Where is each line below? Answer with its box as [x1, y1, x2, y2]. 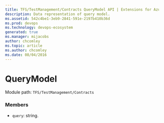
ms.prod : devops [5, 20, 38, 26]
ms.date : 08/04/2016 [5, 52, 47, 57]
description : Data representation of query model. [5, 12, 110, 17]
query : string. [12, 112, 39, 118]
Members [5, 102, 28, 108]
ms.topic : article [5, 43, 42, 48]
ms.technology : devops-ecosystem [5, 25, 73, 30]
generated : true [5, 30, 38, 35]
